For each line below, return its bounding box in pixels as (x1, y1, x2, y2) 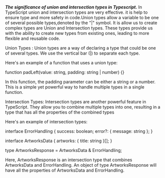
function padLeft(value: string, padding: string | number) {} (5, 69, 125, 75)
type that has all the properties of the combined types (5, 109, 115, 115)
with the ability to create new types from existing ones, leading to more (5, 30, 149, 36)
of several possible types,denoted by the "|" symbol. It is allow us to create (5, 20, 158, 26)
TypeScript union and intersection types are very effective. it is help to (5, 9, 148, 15)
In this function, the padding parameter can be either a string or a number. (5, 79, 156, 85)
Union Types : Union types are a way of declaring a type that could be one (5, 45, 156, 51)
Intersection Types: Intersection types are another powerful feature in (5, 99, 146, 105)
